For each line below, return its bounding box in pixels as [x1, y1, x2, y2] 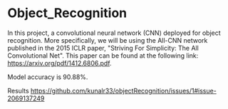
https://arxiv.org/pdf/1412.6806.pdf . [7, 58, 112, 67]
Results [7, 86, 30, 95]
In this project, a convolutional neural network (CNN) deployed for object [7, 28, 221, 37]
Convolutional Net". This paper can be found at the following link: [7, 51, 199, 60]
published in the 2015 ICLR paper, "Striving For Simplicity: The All [7, 43, 199, 52]
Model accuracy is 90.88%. [7, 73, 88, 81]
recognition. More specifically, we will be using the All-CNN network [7, 36, 208, 44]
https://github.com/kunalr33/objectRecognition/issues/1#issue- [31, 86, 217, 95]
